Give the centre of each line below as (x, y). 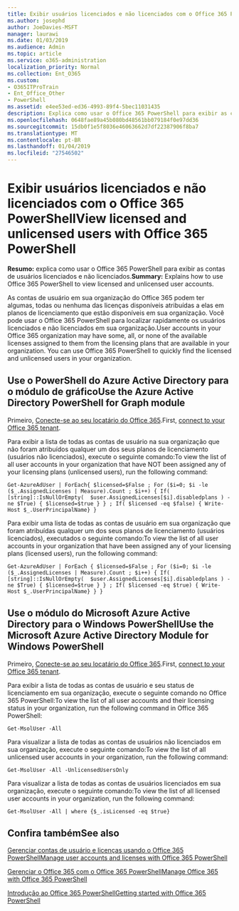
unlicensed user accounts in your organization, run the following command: (118, 757)
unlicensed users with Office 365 (108, 234)
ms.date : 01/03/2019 (38, 41)
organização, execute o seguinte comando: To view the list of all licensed (114, 791)
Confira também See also (63, 833)
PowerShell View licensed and (97, 219)
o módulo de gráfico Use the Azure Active (101, 392)
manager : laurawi (33, 34)
